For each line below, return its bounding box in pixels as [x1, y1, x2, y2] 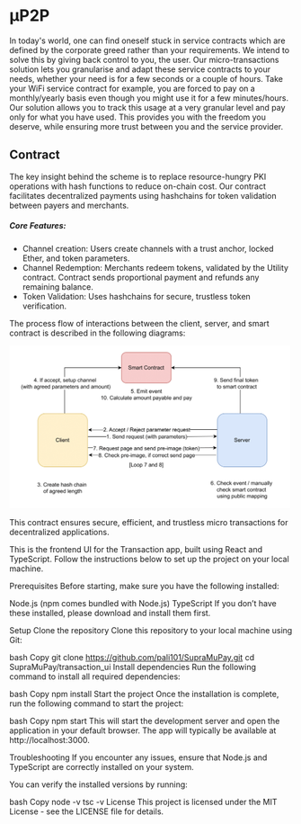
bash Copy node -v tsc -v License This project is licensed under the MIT [9, 797, 278, 808]
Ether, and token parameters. [22, 253, 130, 264]
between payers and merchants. [9, 200, 129, 210]
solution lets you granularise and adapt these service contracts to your [9, 64, 271, 75]
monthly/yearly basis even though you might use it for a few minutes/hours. [9, 92, 289, 103]
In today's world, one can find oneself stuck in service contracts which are [9, 35, 286, 46]
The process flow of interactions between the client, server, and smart [9, 318, 270, 328]
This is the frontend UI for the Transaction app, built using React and [9, 544, 263, 555]
